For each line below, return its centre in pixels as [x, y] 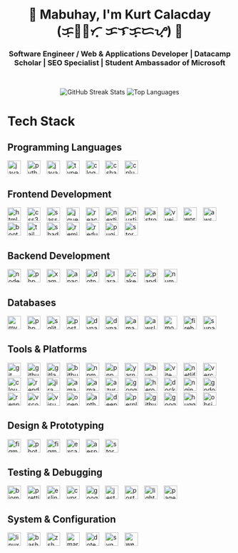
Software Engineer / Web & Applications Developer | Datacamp [120, 54]
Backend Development [59, 255]
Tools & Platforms [47, 349]
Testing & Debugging [55, 472]
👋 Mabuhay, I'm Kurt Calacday [120, 15]
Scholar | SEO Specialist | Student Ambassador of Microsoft [120, 63]
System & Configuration [62, 519]
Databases [32, 303]
